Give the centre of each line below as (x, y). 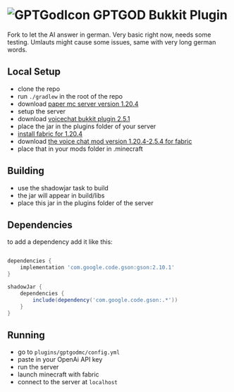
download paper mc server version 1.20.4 (78, 104)
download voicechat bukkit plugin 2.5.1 (74, 118)
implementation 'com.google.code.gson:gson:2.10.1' (97, 268)
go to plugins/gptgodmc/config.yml (68, 352)
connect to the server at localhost (67, 382)
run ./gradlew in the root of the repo (70, 96)
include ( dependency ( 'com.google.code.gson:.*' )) (105, 300)
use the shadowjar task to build (63, 188)
